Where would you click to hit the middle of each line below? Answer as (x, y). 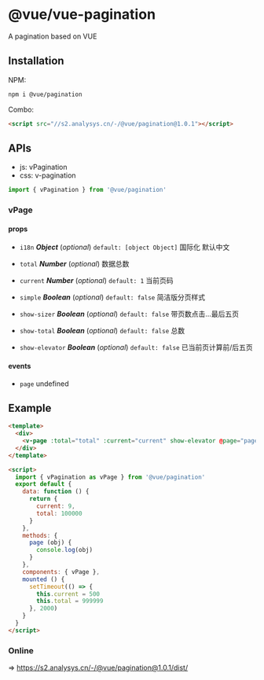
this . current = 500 (68, 594)
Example (30, 408)
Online (21, 650)
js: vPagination (44, 167)
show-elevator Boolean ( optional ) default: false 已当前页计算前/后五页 (136, 347)
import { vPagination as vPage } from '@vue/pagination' (110, 477)
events (20, 366)
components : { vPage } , (61, 572)
